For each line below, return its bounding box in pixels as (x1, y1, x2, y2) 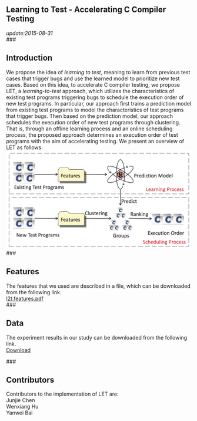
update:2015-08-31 (6, 29, 53, 37)
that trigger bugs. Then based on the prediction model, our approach (6, 112, 173, 120)
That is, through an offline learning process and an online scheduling (6, 125, 173, 132)
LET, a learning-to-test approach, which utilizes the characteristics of (6, 87, 175, 94)
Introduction (6, 53, 53, 63)
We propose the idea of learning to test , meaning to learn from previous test (6, 68, 191, 75)
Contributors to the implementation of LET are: (6, 390, 119, 397)
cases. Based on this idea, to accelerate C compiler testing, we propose (6, 81, 181, 88)
